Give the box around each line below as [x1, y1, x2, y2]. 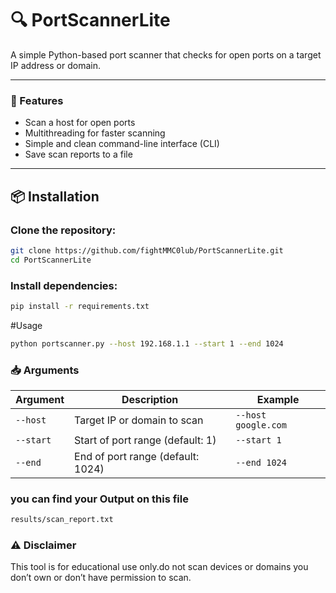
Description [121, 393, 179, 407]
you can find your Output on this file [10, 492, 189, 506]
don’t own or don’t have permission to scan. [10, 572, 192, 584]
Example [256, 393, 300, 407]
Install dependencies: [10, 278, 118, 292]
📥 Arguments [10, 363, 80, 377]
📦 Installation [10, 188, 100, 205]
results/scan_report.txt [10, 515, 114, 525]
